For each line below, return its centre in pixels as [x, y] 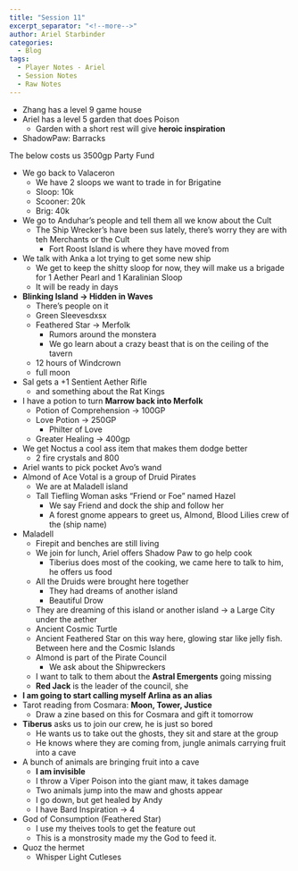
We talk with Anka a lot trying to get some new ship [116, 258]
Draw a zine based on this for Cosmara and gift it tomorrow [145, 714]
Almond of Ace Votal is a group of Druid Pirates [109, 477]
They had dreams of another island [113, 590]
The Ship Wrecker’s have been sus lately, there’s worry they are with [161, 230]
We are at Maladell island [82, 486]
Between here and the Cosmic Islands [105, 647]
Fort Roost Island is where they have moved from [139, 249]
